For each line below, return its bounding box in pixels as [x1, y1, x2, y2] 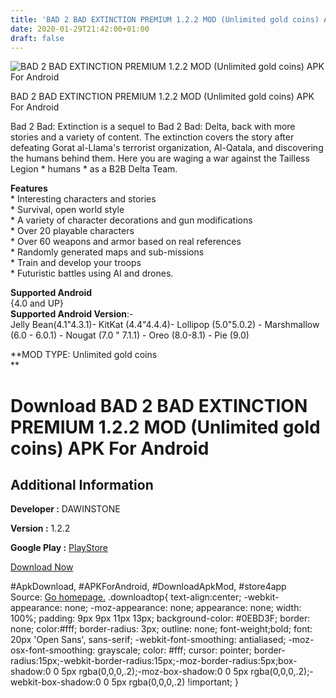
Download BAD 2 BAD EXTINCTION [10, 394, 308, 417]
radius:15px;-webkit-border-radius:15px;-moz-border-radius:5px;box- [10, 655, 298, 667]
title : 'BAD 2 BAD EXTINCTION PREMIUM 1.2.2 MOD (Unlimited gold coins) [10, 14, 320, 25]
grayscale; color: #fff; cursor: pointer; [97, 644, 252, 656]
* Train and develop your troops [10, 257, 142, 269]
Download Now [10, 561, 74, 573]
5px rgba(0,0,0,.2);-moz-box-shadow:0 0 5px [61, 666, 249, 678]
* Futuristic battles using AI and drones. [10, 267, 174, 280]
